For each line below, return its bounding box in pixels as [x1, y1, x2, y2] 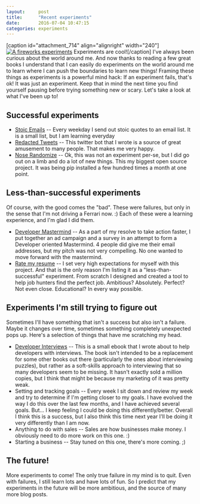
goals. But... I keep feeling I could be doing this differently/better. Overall [14, 406, 193, 414]
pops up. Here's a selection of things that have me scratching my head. [6, 331, 182, 338]
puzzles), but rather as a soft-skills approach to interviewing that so [14, 362, 181, 369]
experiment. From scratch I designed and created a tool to [45, 272, 189, 280]
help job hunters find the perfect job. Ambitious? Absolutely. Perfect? [14, 279, 185, 286]
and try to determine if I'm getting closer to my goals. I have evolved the [14, 393, 192, 401]
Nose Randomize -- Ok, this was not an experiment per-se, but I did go [14, 151, 190, 159]
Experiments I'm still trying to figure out [6, 303, 157, 313]
